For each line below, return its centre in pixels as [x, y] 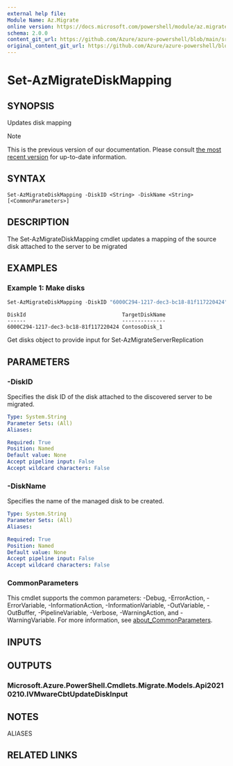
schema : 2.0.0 [28, 33]
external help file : [37, 14]
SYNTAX [27, 179]
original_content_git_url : [46, 46]
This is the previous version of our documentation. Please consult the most [114, 149]
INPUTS [24, 642]
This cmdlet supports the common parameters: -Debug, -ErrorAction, [106, 598]
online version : [31, 26]
